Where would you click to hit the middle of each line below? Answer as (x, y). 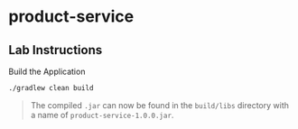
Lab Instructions (56, 50)
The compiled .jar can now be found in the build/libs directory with (160, 105)
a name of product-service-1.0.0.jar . (102, 115)
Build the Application (47, 71)
